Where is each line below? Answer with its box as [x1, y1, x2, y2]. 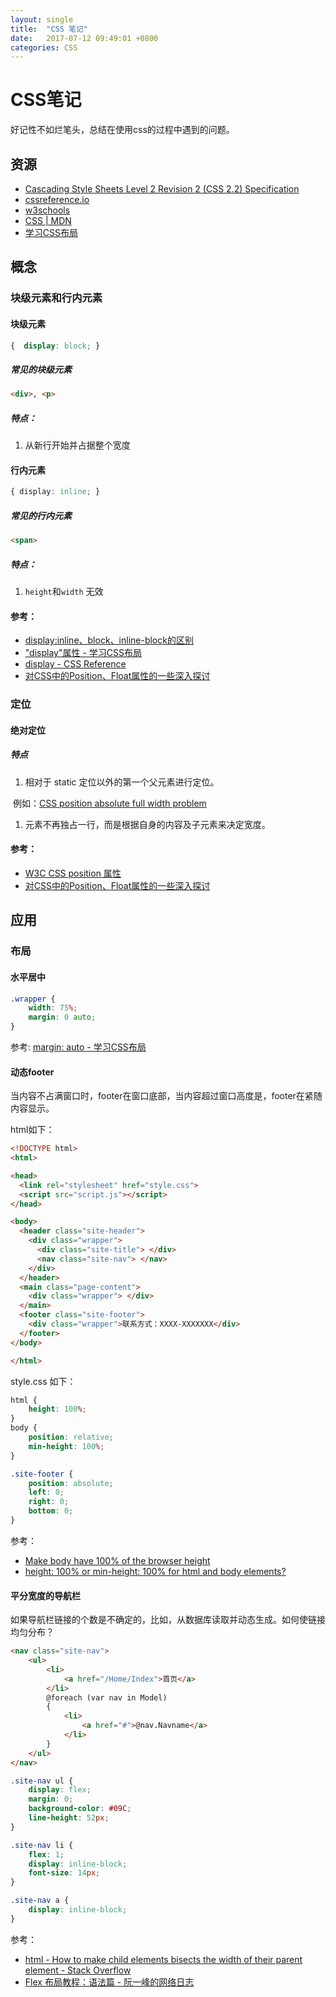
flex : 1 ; [28, 1849, 65, 1860]
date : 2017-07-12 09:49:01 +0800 [10, 33, 159, 43]
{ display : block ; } [10, 341, 101, 351]
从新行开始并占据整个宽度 [24, 439, 131, 451]
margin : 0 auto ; [28, 1012, 97, 1023]
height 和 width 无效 [24, 586, 104, 598]
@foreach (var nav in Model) [46, 1692, 168, 1703]
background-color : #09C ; [28, 1804, 132, 1814]
